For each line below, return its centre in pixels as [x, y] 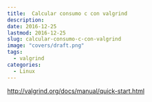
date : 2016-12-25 [32, 26]
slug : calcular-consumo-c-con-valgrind [64, 39]
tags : [15, 52]
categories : [24, 65]
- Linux [24, 71]
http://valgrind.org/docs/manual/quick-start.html [76, 91]
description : [26, 20]
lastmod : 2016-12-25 [37, 33]
